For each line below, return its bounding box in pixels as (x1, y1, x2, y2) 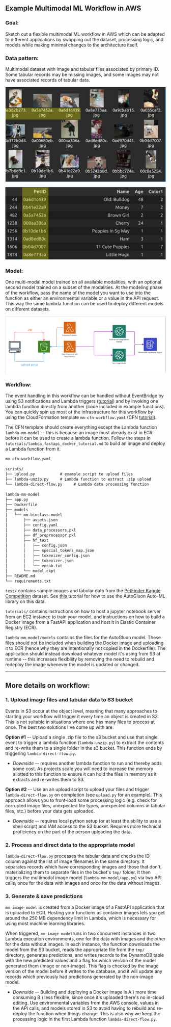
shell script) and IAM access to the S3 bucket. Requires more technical (12, 823, 161, 829)
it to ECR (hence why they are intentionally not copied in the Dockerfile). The (5, 645, 166, 651)
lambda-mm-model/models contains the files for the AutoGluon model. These (5, 635, 161, 641)
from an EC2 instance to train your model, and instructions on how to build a (5, 614, 165, 620)
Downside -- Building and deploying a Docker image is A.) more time (12, 989, 157, 995)
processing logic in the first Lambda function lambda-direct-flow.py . (12, 1016, 157, 1022)
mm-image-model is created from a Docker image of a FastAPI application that (5, 904, 165, 910)
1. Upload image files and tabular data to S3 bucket (5, 696, 133, 703)
